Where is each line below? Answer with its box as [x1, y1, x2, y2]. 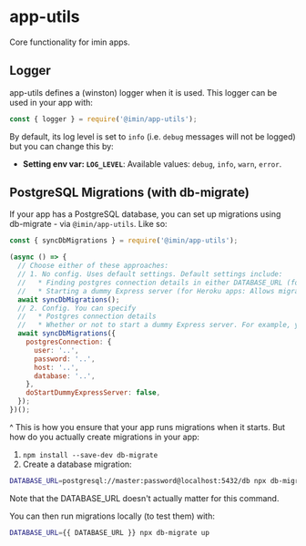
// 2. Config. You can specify [17, 304, 137, 313]
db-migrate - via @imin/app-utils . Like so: [9, 219, 168, 230]
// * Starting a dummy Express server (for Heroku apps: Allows [17, 286, 275, 295]
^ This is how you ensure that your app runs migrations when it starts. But [9, 421, 285, 432]
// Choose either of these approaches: [17, 262, 169, 271]
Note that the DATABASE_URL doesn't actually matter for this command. [9, 492, 280, 503]
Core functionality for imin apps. [9, 36, 130, 47]
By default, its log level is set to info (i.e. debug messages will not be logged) [9, 130, 296, 142]
